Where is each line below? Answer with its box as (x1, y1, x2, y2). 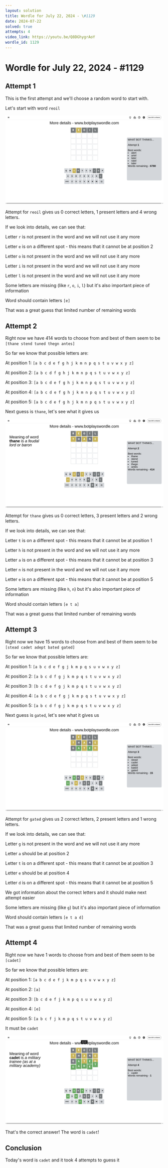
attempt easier (5, 895, 35, 900)
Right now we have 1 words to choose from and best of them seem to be (5, 952, 155, 958)
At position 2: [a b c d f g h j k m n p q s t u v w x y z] (5, 369, 130, 376)
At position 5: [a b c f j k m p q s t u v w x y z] (5, 1015, 113, 1021)
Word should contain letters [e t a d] (5, 914, 84, 920)
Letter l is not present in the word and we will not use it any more (5, 273, 140, 279)
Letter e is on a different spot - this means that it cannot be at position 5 (5, 576, 153, 582)
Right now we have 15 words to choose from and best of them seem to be (5, 638, 157, 644)
